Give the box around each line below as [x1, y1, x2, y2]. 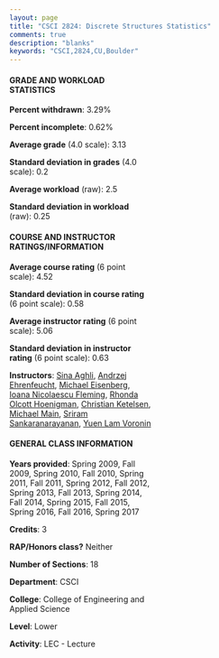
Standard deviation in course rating [9, 288, 145, 299]
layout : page [9, 13, 59, 23]
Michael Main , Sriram [9, 408, 88, 419]
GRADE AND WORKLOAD [9, 74, 105, 86]
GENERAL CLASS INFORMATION [9, 439, 133, 449]
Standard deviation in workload [9, 201, 130, 212]
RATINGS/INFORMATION [9, 241, 105, 252]
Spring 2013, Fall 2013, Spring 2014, [9, 487, 142, 497]
